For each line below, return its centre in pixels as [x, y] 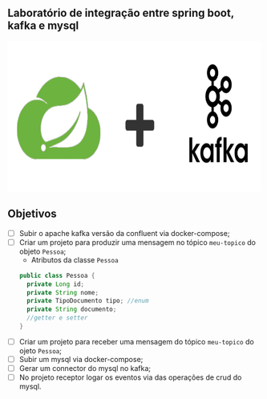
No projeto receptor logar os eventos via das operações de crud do [130, 377]
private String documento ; [72, 309]
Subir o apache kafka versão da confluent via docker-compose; [124, 233]
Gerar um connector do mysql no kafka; [85, 368]
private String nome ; [63, 292]
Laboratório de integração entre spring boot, [121, 13]
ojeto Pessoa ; [40, 350]
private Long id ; [56, 284]
